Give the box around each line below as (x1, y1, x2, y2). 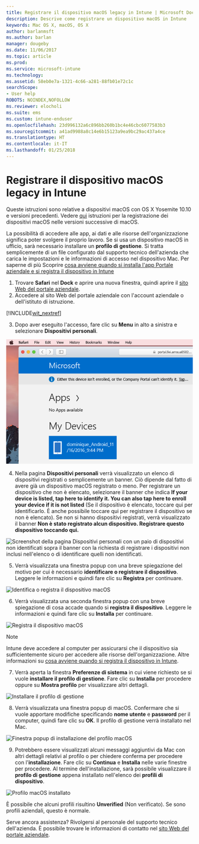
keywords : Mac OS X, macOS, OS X (6, 22, 89, 28)
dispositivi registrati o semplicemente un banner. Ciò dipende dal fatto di (14, 476, 192, 483)
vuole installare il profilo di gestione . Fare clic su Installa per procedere (14, 675, 191, 682)
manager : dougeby (6, 41, 49, 47)
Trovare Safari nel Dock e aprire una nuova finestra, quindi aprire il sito (14, 279, 188, 286)
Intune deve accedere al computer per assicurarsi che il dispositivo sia (6, 644, 178, 652)
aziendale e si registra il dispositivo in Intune (6, 267, 114, 275)
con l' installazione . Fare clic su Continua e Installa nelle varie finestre (14, 759, 187, 766)
